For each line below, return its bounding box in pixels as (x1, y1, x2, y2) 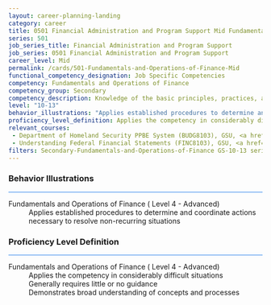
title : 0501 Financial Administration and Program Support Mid (8, 27, 226, 35)
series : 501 (8, 34, 48, 43)
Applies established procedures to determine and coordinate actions (28, 207, 256, 217)
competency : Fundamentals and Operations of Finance (8, 79, 190, 87)
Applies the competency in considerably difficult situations (28, 270, 223, 280)
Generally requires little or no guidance (28, 278, 158, 288)
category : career (8, 19, 67, 27)
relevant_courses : (8, 124, 70, 132)
